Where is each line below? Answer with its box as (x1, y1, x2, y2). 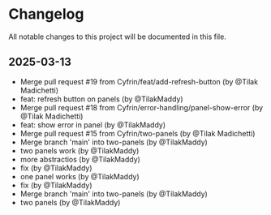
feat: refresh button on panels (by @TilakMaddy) (19, 94, 184, 104)
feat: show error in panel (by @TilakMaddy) (19, 119, 166, 130)
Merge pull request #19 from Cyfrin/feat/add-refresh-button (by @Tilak (19, 76, 258, 86)
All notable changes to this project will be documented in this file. (8, 32, 227, 41)
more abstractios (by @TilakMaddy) (19, 154, 140, 164)
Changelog (8, 5, 84, 24)
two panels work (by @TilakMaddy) (19, 145, 140, 155)
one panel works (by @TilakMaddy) (19, 171, 140, 181)
